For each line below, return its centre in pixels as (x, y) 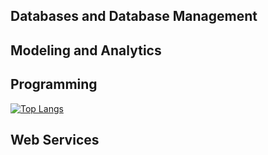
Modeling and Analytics (86, 50)
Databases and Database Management (134, 16)
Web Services (55, 139)
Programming (54, 84)
